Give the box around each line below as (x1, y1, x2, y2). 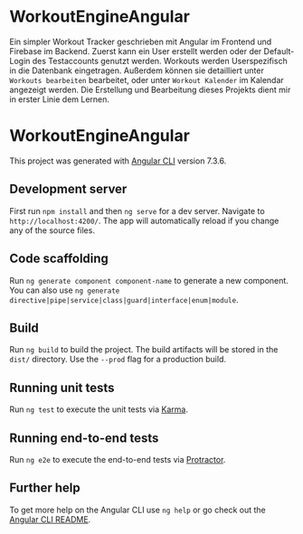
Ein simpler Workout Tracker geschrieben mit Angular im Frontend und (9, 36, 272, 47)
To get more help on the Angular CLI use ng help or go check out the (9, 504, 266, 515)
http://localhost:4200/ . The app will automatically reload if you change (9, 215, 279, 226)
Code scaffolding (9, 251, 109, 267)
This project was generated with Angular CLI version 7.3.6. (9, 155, 227, 166)
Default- (263, 45, 295, 56)
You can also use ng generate (9, 285, 120, 295)
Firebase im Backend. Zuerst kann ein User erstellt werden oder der (9, 45, 262, 56)
